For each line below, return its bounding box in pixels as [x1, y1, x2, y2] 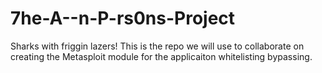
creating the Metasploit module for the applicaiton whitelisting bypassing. [10, 50, 313, 62]
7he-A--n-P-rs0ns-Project [10, 7, 236, 30]
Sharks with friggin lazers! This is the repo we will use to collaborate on [10, 40, 305, 52]
